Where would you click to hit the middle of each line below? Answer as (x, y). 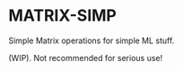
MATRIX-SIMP (63, 16)
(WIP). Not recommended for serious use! (86, 58)
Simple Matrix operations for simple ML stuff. (91, 40)
